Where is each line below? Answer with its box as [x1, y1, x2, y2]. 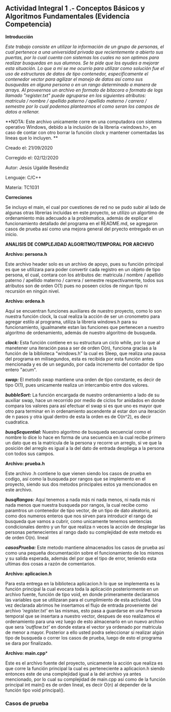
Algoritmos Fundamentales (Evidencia [5, 12, 130, 21]
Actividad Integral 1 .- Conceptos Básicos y [5, 4, 145, 13]
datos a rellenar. [5, 108, 40, 114]
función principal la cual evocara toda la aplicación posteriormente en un [5, 586, 159, 592]
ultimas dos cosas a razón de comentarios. [5, 560, 96, 566]
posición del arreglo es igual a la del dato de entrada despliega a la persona [5, 445, 164, 451]
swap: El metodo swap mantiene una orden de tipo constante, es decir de [5, 376, 161, 383]
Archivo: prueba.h [5, 460, 45, 466]
